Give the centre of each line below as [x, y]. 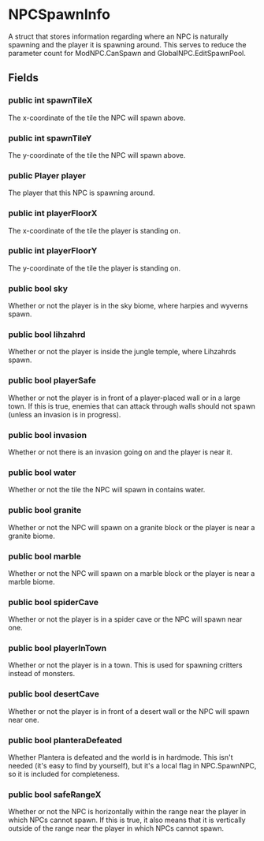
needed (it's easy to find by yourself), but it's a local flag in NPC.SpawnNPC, [132, 766]
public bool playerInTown [58, 649]
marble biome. [32, 581]
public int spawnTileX [50, 100]
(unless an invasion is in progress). [65, 414]
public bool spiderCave [54, 602]
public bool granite [45, 510]
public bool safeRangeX [55, 794]
